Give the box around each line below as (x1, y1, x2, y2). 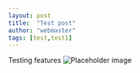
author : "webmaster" (8, 26, 77, 34)
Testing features (8, 56, 62, 65)
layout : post (8, 11, 51, 20)
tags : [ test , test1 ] (8, 33, 73, 42)
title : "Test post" (8, 19, 77, 27)
